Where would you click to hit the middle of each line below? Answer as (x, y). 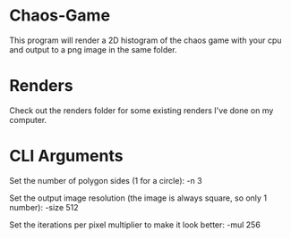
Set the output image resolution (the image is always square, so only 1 (138, 198)
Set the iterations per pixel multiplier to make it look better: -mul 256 (135, 225)
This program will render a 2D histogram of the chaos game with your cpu (145, 40)
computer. (28, 119)
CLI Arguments (66, 156)
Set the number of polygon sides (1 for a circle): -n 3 (106, 180)
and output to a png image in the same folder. (93, 49)
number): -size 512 (44, 207)
